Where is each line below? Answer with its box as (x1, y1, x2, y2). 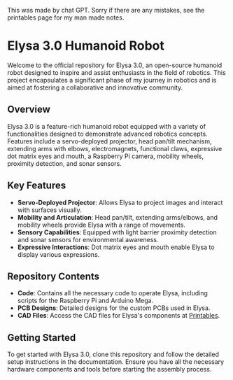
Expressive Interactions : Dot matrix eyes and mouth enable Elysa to (17, 243, 215, 251)
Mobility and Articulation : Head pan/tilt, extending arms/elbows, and (17, 213, 218, 221)
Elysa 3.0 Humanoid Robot (7, 38, 164, 54)
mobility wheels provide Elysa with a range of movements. (17, 220, 185, 229)
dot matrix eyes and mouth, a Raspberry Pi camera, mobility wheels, (7, 152, 204, 160)
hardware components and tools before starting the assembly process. (7, 365, 212, 374)
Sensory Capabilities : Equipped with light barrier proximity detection (17, 227, 217, 237)
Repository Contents (7, 270, 100, 282)
